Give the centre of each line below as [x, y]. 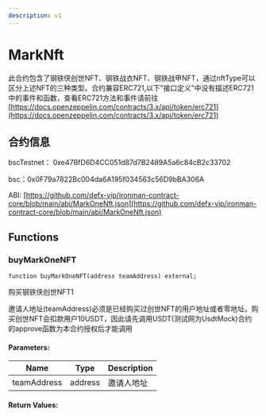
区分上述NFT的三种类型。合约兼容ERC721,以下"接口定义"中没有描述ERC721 [131, 87]
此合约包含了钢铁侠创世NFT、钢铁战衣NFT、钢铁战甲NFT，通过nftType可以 [132, 78]
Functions [34, 237]
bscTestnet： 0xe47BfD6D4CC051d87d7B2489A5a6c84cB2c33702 [120, 163]
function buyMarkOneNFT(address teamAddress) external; [102, 276]
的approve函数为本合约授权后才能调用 [70, 329]
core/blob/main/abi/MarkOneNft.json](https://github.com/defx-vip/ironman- [133, 204]
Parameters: [29, 347]
